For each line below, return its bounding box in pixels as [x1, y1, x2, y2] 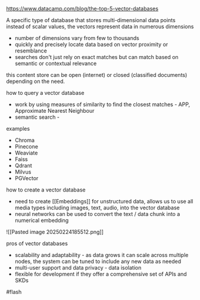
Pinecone [14, 143, 39, 150]
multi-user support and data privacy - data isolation [14, 264, 142, 271]
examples [6, 125, 30, 132]
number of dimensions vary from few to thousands [14, 35, 140, 41]
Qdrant [14, 162, 33, 169]
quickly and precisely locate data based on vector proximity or [14, 41, 168, 48]
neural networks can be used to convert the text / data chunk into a [14, 211, 180, 217]
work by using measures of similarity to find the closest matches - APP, [14, 101, 190, 108]
